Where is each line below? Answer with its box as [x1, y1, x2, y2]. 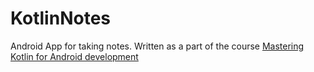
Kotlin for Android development [10, 50, 139, 62]
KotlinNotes [10, 7, 111, 30]
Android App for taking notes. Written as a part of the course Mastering [10, 40, 305, 52]
